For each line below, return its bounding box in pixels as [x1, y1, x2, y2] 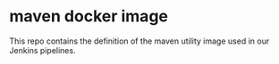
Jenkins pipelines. [9, 44, 76, 55]
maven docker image [9, 6, 168, 27]
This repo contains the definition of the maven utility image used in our [9, 36, 270, 46]
